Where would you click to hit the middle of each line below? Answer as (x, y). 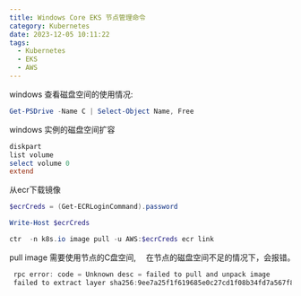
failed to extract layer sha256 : (76, 283)
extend (21, 171)
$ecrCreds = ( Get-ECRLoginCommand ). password (94, 207)
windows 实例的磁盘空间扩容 (62, 129)
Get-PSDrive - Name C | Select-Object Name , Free (102, 111)
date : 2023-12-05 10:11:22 (60, 34)
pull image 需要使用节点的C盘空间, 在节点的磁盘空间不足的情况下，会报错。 (150, 257)
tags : (19, 43)
